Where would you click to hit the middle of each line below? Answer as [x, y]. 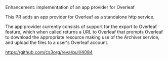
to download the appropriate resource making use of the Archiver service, [82, 37]
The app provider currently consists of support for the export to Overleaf [81, 26]
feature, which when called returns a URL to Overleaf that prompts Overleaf [84, 32]
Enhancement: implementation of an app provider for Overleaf [70, 7]
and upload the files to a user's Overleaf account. [57, 42]
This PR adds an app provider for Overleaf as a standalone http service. [80, 17]
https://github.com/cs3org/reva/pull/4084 [49, 52]
